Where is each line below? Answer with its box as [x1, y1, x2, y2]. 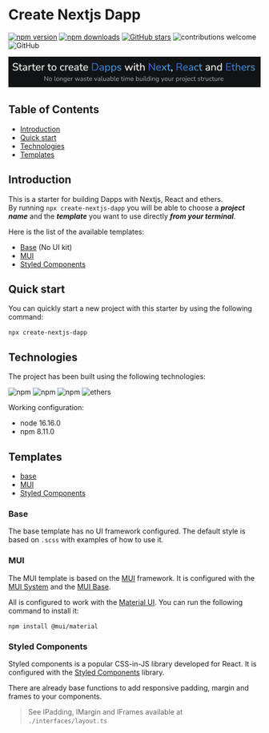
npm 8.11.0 [19, 427, 54, 437]
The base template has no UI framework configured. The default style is [8, 526, 246, 536]
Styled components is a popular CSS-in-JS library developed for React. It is [8, 658, 257, 668]
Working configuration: [8, 403, 84, 413]
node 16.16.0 [19, 418, 62, 428]
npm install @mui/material [8, 622, 98, 630]
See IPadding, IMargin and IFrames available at [27, 707, 183, 716]
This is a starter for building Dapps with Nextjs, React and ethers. [8, 194, 223, 203]
